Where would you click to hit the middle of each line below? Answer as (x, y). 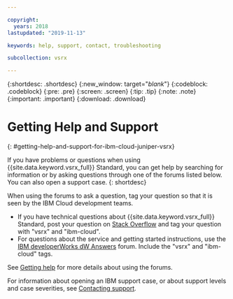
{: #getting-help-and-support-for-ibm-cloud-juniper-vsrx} (91, 147)
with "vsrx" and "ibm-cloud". (59, 232)
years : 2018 (31, 26)
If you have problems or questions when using (74, 160)
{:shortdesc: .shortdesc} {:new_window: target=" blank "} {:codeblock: (108, 84)
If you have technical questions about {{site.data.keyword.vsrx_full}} (116, 217)
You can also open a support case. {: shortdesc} (77, 182)
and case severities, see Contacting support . (72, 289)
